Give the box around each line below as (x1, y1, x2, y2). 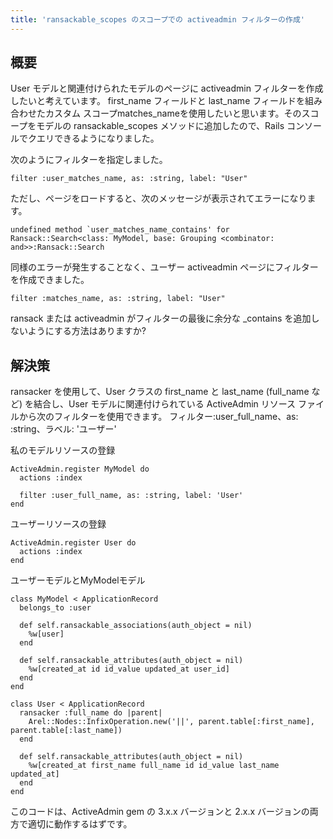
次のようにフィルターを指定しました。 (10, 154, 168, 166)
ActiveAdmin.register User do (10, 538, 137, 548)
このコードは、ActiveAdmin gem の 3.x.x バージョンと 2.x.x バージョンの (10, 806, 310, 818)
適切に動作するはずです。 (27, 818, 133, 830)
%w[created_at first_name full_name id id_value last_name (28, 761, 280, 771)
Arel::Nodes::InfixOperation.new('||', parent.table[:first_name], (28, 717, 315, 727)
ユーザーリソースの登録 (10, 518, 107, 530)
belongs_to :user (19, 603, 92, 613)
